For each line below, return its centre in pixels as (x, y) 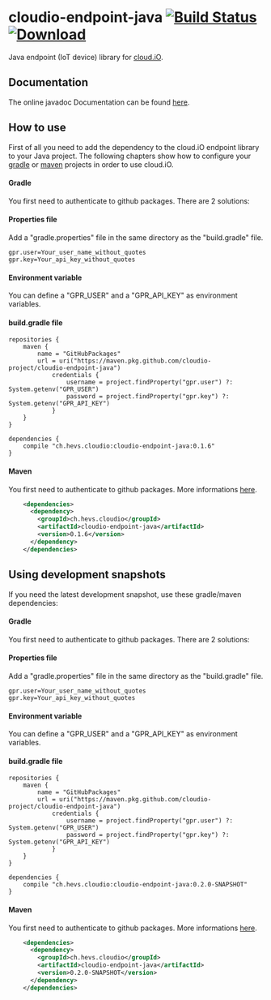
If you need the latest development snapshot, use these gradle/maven (125, 594)
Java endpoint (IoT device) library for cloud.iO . (86, 57)
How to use (37, 128)
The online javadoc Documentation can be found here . (99, 102)
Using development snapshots (87, 575)
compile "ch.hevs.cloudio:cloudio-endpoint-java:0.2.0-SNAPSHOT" (135, 885)
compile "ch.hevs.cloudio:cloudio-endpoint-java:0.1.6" (119, 446)
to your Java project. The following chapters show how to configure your (130, 156)
